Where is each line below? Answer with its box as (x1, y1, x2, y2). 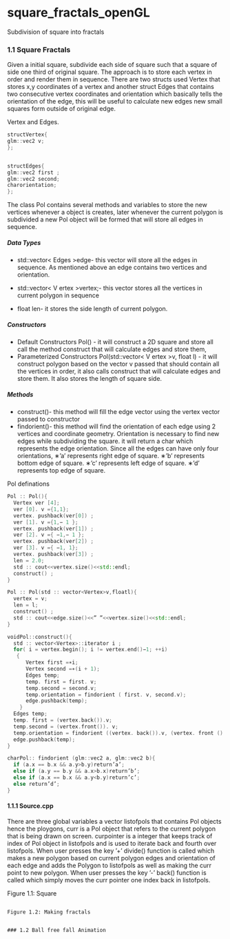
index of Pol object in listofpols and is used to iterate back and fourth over (7, 839, 217, 847)
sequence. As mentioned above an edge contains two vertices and (17, 264, 207, 272)
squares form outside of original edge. (7, 105, 116, 113)
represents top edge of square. (17, 466, 105, 475)
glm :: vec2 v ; (7, 138, 45, 145)
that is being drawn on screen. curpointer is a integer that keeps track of (7, 831, 213, 840)
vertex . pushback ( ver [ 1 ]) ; (13, 525, 94, 532)
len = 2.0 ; (13, 557, 45, 564)
